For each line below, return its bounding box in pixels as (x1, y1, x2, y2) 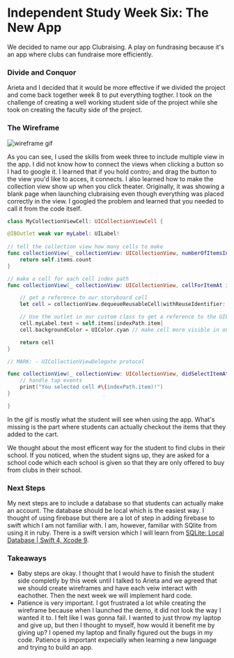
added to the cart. (7, 430, 59, 438)
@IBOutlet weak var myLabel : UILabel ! (7, 230, 120, 238)
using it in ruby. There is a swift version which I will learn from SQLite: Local (7, 528, 224, 537)
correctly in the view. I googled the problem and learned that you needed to (7, 197, 224, 205)
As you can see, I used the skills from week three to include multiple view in (7, 152, 224, 161)
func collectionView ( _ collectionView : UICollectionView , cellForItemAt (7, 282, 223, 289)
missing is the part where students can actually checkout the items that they (7, 422, 226, 431)
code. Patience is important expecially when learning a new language (17, 636, 217, 644)
